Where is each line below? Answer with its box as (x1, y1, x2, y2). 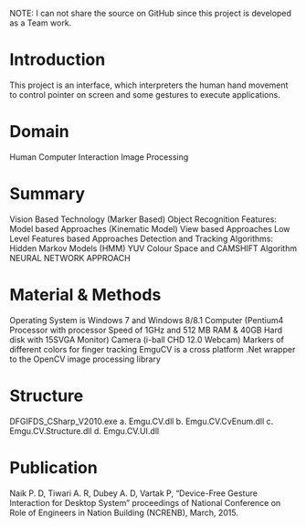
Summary (9, 184, 85, 205)
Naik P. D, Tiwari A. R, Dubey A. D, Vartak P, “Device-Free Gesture (9, 488, 259, 499)
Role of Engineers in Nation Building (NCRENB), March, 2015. (9, 507, 239, 518)
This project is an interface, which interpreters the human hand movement (9, 79, 289, 90)
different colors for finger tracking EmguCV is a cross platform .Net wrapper (9, 343, 296, 354)
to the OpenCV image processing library (9, 353, 162, 364)
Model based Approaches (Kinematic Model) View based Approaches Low (9, 223, 290, 234)
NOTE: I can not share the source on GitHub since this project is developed (9, 8, 292, 18)
